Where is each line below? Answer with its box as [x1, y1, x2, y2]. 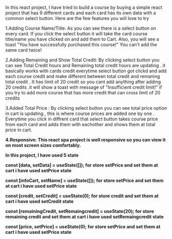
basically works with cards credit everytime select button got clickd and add [5, 68, 167, 74]
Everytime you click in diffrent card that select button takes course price [5, 116, 158, 122]
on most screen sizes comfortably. [5, 142, 81, 148]
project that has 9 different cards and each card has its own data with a [5, 10, 157, 16]
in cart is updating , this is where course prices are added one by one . [5, 110, 155, 116]
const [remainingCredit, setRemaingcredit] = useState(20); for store [5, 208, 154, 214]
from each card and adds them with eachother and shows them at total [5, 122, 156, 127]
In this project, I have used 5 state [5, 152, 79, 158]
